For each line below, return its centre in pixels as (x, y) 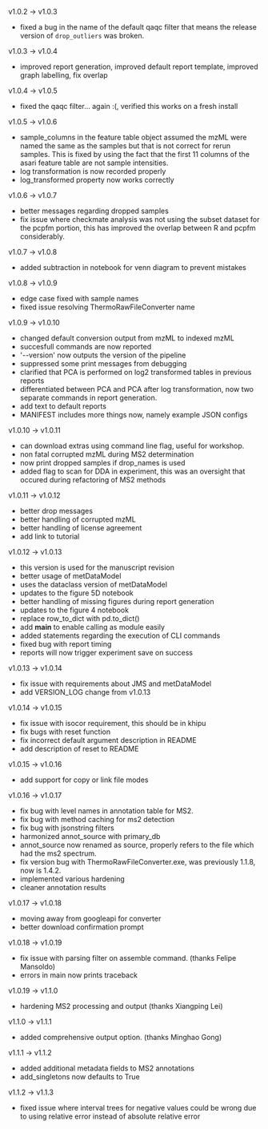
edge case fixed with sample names (79, 298)
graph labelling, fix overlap (64, 75)
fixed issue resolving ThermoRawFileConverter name (107, 307)
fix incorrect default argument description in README (108, 740)
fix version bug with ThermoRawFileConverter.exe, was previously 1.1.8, (138, 862)
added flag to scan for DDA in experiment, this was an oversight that (132, 471)
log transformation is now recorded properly (93, 171)
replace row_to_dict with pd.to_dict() (80, 619)
